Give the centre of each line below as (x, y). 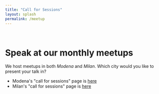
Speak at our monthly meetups (69, 53)
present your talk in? (26, 71)
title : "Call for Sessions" (34, 10)
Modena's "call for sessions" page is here (54, 81)
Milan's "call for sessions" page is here (52, 86)
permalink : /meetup (25, 19)
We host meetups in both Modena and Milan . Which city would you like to (79, 66)
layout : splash (21, 14)
